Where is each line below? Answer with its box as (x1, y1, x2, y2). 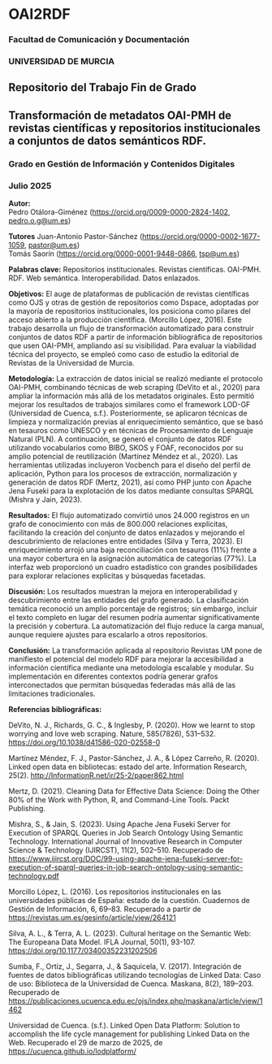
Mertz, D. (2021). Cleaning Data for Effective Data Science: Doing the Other (8, 786, 260, 797)
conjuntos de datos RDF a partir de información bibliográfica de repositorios (8, 332, 263, 342)
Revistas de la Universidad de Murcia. (8, 358, 135, 368)
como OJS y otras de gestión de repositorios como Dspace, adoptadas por (8, 297, 260, 307)
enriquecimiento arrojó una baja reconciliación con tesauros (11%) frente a (8, 545, 257, 555)
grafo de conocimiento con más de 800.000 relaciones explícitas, (8, 519, 228, 529)
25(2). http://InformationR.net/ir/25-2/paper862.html (8, 771, 184, 780)
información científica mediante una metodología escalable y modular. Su (8, 663, 254, 673)
